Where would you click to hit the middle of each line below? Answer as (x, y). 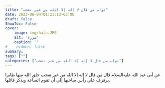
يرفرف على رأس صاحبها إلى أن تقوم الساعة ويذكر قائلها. (58, 80)
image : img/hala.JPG (35, 33)
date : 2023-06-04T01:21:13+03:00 (40, 14)
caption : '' (26, 42)
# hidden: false (25, 47)
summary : (14, 51)
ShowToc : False (21, 24)
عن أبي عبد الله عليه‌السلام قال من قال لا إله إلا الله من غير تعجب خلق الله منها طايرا (83, 75)
